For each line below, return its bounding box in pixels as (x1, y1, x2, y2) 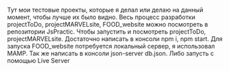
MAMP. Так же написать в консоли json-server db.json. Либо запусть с (7, 49, 215, 57)
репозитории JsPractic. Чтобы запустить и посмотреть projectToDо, (7, 27, 206, 35)
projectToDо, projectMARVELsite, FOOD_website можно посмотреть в (7, 20, 208, 28)
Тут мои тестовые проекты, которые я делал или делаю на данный (7, 6, 204, 14)
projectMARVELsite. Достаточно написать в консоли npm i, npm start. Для (7, 35, 223, 43)
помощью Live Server (7, 57, 70, 64)
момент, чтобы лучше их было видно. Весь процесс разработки (7, 13, 195, 21)
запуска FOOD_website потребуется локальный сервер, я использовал (7, 42, 215, 50)
